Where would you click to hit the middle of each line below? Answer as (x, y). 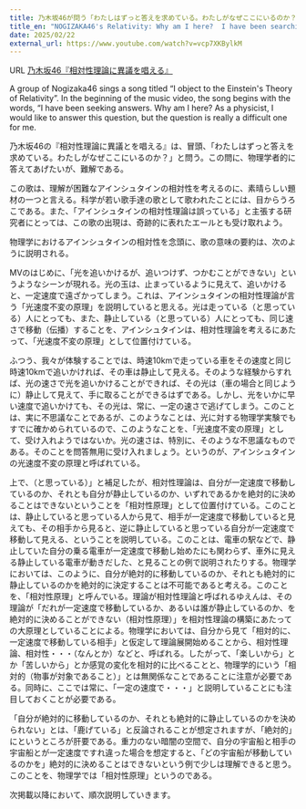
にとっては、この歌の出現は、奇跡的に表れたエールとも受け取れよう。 (156, 223)
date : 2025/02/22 (42, 35)
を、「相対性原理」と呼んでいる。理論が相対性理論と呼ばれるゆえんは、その (151, 596)
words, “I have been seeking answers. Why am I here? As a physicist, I (142, 108)
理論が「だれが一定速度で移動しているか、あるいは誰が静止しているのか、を (153, 608)
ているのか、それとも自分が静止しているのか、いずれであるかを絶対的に (145, 494)
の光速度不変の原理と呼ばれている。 (77, 463)
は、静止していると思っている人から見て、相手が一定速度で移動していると (148, 517)
